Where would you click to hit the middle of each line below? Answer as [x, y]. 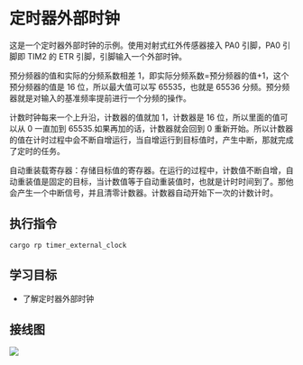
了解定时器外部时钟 [58, 298]
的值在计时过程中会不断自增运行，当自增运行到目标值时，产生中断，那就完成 [151, 140]
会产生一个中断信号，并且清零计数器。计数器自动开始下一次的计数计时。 [143, 192]
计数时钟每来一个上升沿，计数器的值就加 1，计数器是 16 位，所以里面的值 [145, 117]
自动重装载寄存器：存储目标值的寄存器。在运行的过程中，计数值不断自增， [147, 170]
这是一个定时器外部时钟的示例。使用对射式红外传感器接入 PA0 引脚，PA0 [145, 45]
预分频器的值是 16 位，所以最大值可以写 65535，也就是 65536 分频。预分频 [150, 87]
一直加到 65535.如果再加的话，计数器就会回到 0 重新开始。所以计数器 [164, 128]
